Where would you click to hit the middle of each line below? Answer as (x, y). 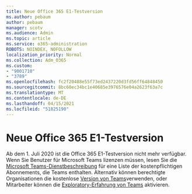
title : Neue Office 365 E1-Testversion (55, 11)
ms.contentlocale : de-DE (36, 98)
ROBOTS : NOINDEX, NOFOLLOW (39, 50)
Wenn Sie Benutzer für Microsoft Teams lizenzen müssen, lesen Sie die (92, 160)
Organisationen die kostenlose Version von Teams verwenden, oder (87, 179)
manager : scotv (25, 28)
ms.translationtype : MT (35, 93)
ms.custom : (19, 66)
